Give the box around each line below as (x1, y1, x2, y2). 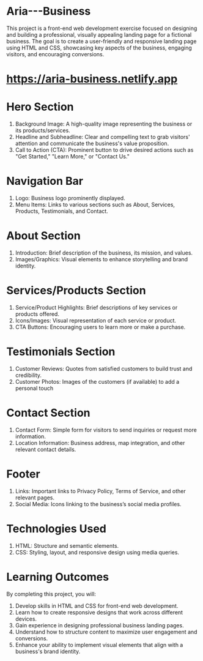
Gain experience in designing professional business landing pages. (15, 621, 185, 629)
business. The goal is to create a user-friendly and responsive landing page (6, 37, 197, 45)
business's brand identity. (15, 648, 81, 655)
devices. (15, 615, 37, 622)
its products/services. (15, 127, 70, 134)
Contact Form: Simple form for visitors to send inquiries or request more (15, 426, 197, 433)
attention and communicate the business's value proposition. (15, 140, 169, 148)
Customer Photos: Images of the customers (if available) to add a (15, 378, 180, 385)
